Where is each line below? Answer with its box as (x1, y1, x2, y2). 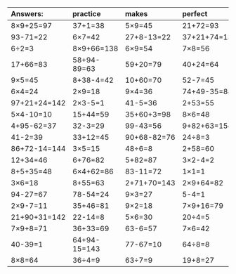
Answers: (11, 9, 44, 18)
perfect (182, 9, 208, 18)
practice (72, 9, 101, 18)
